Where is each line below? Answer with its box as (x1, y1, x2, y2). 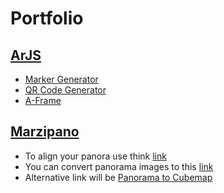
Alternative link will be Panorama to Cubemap (24, 171, 213, 183)
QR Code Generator (24, 84, 107, 96)
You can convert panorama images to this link (24, 160, 214, 172)
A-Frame (24, 95, 62, 106)
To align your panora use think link (24, 150, 167, 162)
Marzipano (10, 123, 80, 141)
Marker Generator (24, 73, 99, 85)
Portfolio (10, 7, 84, 30)
